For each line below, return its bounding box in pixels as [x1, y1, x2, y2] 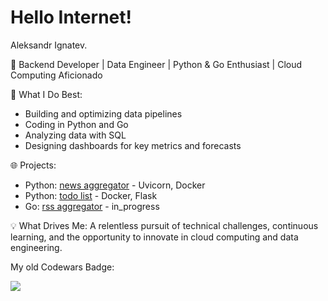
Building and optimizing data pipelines [24, 107, 183, 120]
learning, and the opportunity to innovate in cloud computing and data [10, 231, 299, 243]
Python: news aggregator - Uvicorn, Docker [24, 179, 206, 191]
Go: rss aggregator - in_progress [24, 200, 160, 212]
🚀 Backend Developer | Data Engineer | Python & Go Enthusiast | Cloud [10, 58, 303, 70]
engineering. [10, 241, 63, 253]
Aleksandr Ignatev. [10, 39, 88, 51]
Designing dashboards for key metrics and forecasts [24, 139, 242, 151]
